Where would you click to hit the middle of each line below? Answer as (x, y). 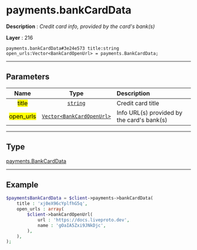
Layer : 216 (20, 37)
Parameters (28, 77)
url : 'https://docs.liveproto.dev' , (84, 220)
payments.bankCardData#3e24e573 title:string (62, 48)
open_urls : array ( (40, 209)
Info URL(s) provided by (150, 113)
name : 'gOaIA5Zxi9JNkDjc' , (72, 225)
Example (22, 185)
